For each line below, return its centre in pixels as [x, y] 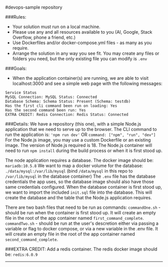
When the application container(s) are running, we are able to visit [80, 78]
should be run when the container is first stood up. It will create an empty [80, 213]
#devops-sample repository [34, 7]
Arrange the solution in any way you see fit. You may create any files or [86, 53]
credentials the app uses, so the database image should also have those [79, 182]
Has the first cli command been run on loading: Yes [61, 106]
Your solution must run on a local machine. [56, 27]
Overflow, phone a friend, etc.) [44, 37]
